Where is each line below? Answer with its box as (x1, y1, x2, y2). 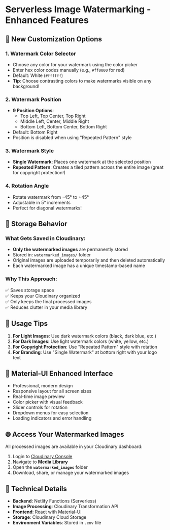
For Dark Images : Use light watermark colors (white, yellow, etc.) (12, 338, 149, 344)
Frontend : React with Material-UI (12, 509, 82, 515)
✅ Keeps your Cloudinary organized (5, 293, 80, 299)
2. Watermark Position (5, 96, 62, 103)
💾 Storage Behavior (5, 220, 67, 228)
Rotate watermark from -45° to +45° (12, 194, 89, 200)
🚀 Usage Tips (5, 320, 48, 328)
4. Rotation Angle (5, 182, 49, 190)
